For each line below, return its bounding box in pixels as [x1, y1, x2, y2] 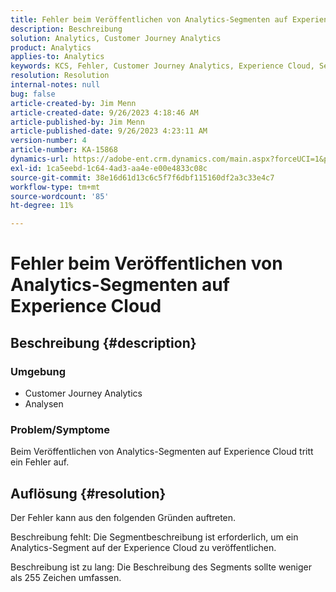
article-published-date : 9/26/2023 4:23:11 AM [10, 126, 208, 136]
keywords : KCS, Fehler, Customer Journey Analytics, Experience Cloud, [10, 61, 315, 71]
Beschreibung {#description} [10, 334, 197, 351]
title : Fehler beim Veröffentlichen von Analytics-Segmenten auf [10, 14, 288, 25]
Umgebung [10, 364, 67, 378]
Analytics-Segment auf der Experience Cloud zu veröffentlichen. [10, 542, 277, 554]
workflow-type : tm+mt [10, 182, 101, 192]
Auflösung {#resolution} [10, 485, 167, 502]
